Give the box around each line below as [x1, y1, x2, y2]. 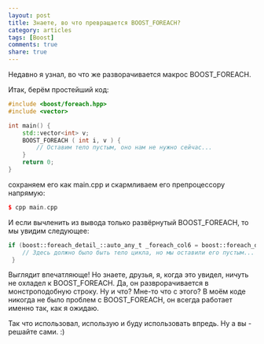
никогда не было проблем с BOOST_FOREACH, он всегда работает [8, 295, 233, 305]
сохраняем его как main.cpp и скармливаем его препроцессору [8, 179, 225, 189]
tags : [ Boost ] [8, 33, 55, 42]
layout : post [8, 11, 51, 20]
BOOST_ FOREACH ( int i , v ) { [22, 136, 122, 144]
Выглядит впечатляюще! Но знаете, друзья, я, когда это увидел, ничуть [8, 270, 249, 279]
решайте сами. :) [8, 327, 65, 337]
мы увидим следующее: [8, 226, 90, 235]
